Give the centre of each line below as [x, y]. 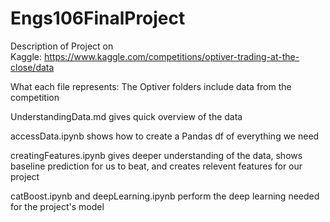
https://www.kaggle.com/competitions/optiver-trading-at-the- [171, 56]
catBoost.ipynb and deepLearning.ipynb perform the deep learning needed [165, 196]
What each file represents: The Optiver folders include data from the [151, 86]
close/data [32, 67]
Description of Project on [62, 46]
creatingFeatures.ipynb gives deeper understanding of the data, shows [156, 155]
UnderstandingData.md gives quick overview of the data [126, 116]
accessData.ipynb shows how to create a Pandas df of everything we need [165, 136]
